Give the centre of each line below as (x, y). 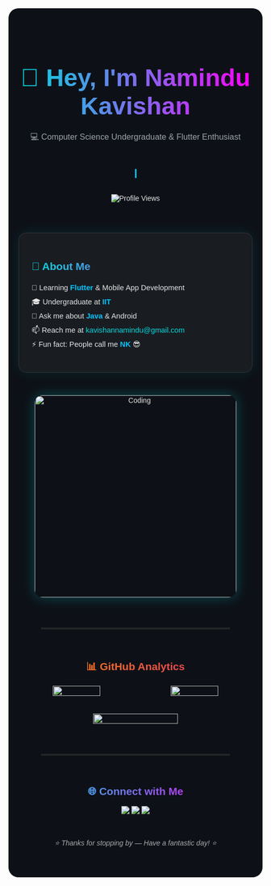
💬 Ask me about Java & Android (84, 316)
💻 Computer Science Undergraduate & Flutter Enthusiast (135, 137)
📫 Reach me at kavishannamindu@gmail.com (108, 330)
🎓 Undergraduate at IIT (71, 302)
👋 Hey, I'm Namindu (135, 77)
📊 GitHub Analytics (135, 667)
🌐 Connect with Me (135, 791)
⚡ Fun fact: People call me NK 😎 (86, 344)
